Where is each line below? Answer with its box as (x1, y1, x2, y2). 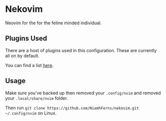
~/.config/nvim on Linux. (5, 110, 57, 116)
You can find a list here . (5, 62, 54, 68)
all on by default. (5, 53, 40, 59)
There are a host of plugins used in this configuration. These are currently (5, 47, 157, 53)
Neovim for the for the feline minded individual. (5, 20, 102, 26)
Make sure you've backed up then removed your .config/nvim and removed (5, 90, 161, 96)
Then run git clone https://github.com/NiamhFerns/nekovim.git (5, 105, 139, 111)
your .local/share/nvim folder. (5, 95, 68, 101)
